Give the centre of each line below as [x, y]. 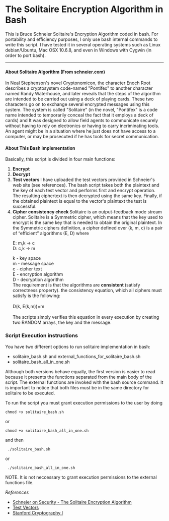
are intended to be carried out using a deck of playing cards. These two [79, 99]
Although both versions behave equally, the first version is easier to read [80, 371]
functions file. [19, 482]
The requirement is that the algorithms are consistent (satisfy [76, 285]
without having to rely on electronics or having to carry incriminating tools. [82, 126]
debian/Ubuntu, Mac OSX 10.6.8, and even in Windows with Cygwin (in [78, 50]
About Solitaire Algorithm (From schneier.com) [55, 72]
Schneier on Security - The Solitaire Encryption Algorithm [72, 502]
